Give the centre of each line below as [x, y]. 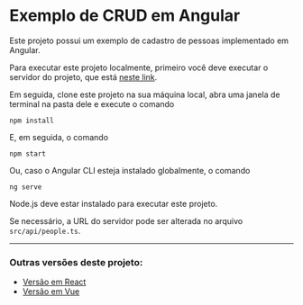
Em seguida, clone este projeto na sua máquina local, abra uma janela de [145, 94]
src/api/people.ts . [45, 230]
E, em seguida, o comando [59, 137]
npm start [28, 154]
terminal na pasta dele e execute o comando [92, 103]
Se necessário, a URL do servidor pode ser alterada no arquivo [126, 220]
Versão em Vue [51, 292]
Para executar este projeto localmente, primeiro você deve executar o [139, 67]
